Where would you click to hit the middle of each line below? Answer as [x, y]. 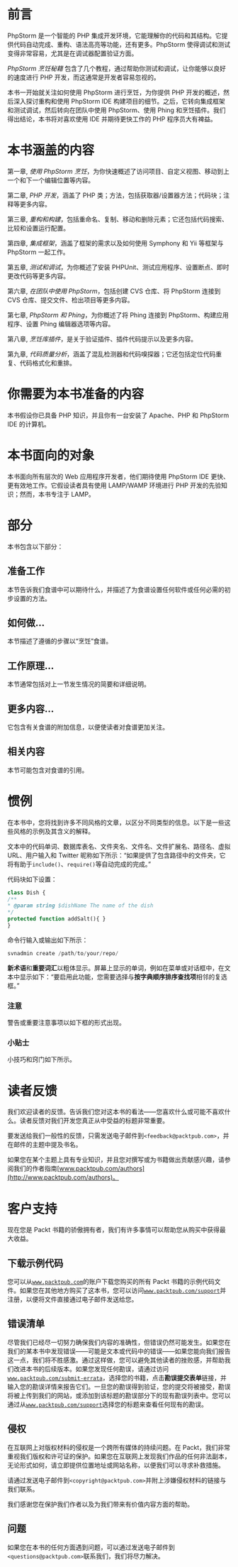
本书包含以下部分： [35, 546]
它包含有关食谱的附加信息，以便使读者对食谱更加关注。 [88, 727]
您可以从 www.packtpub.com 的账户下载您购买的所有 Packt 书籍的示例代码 [111, 1282]
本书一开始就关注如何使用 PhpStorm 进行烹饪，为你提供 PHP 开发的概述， [115, 92]
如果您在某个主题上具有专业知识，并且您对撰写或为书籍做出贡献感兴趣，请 [116, 1160]
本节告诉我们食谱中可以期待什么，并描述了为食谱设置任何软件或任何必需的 [116, 589]
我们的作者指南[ [36, 1169]
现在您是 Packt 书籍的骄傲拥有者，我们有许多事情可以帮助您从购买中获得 [113, 1230]
